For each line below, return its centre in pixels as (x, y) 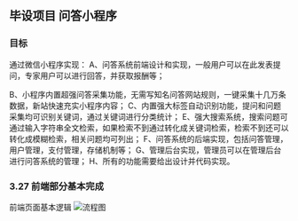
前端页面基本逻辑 (40, 207)
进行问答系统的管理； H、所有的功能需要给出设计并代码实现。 (122, 161)
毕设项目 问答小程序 (63, 16)
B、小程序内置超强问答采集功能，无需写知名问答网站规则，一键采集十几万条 (148, 94)
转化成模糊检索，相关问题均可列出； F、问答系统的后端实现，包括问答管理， (149, 138)
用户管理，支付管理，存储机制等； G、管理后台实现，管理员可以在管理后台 (145, 150)
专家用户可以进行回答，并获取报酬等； (94, 75)
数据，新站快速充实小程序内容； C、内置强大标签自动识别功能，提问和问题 (145, 106)
